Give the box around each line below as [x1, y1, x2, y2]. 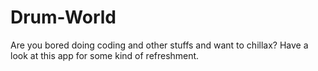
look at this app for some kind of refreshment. [10, 49, 200, 61]
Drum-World [10, 6, 117, 29]
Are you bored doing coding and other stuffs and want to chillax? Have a [10, 39, 309, 51]
